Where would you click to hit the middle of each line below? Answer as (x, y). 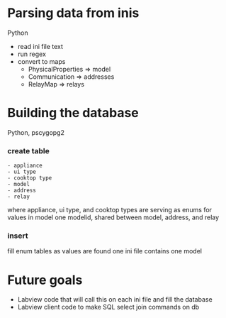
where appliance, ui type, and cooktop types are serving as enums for (110, 210)
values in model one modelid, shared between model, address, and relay (113, 217)
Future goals (45, 280)
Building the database (73, 113)
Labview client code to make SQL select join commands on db (108, 307)
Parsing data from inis (73, 13)
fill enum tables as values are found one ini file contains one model (104, 251)
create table (28, 150)
